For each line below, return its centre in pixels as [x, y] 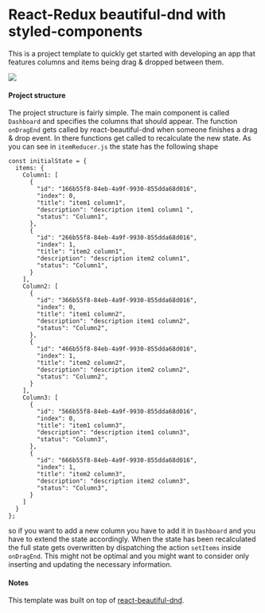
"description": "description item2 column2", [114, 370]
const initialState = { [48, 161]
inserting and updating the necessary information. [90, 565]
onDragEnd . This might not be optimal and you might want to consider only [129, 556]
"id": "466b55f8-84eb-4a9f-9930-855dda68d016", [117, 349]
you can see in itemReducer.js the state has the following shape [113, 147]
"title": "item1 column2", [82, 314]
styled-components [76, 31]
